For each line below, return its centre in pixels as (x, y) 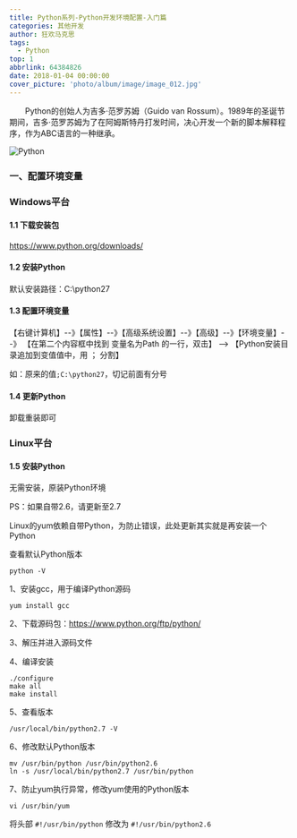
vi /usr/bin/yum (39, 807)
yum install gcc (39, 606)
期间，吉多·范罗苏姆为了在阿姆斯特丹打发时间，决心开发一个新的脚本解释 (144, 122)
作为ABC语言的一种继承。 (72, 133)
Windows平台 (39, 202)
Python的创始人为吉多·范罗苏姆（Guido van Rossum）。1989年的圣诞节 (155, 111)
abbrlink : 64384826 (46, 68)
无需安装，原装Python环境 (58, 488)
